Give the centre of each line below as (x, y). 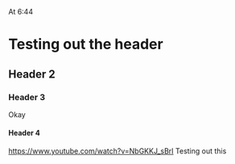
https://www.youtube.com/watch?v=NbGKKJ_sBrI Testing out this (117, 151)
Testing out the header (86, 44)
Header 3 (27, 97)
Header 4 (24, 133)
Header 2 (32, 74)
